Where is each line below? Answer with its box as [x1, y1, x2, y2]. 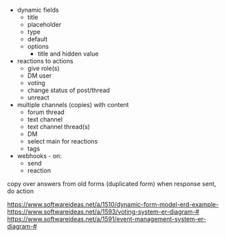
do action [7, 187, 34, 195]
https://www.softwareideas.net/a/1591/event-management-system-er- [7, 215, 207, 223]
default [27, 35, 48, 43]
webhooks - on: [16, 152, 62, 160]
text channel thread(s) [27, 123, 91, 131]
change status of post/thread [27, 86, 110, 94]
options [27, 43, 49, 50]
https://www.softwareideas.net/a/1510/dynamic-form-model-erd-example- [7, 201, 219, 208]
